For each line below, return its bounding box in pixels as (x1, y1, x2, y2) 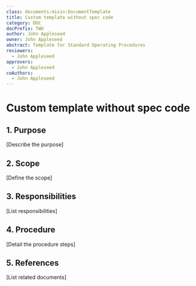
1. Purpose (6, 125, 47, 135)
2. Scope (6, 158, 40, 168)
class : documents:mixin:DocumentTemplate (6, 8, 111, 15)
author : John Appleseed (6, 31, 66, 37)
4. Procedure (6, 225, 56, 235)
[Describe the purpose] (6, 141, 64, 148)
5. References (6, 258, 59, 268)
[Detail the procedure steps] (6, 241, 76, 248)
